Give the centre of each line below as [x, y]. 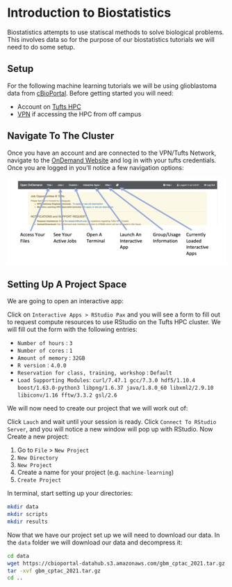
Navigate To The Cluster [61, 136]
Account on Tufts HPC [49, 107]
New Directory [38, 458]
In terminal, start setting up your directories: [70, 494]
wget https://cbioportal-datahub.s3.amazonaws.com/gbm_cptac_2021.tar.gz [116, 563]
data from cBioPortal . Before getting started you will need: [90, 93]
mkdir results [28, 521]
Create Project [39, 480]
